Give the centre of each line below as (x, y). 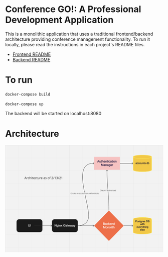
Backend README (31, 59)
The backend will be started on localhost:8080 (53, 113)
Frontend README (32, 54)
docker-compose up (24, 104)
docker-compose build (28, 94)
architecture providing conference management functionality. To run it (78, 39)
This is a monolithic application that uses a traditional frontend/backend (79, 34)
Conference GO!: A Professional (73, 9)
